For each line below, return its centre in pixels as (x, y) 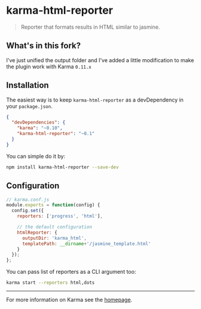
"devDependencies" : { (39, 123)
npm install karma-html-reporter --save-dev (63, 167)
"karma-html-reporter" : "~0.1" (56, 134)
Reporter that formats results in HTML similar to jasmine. (90, 27)
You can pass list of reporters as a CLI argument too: (71, 272)
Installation (28, 85)
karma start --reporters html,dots (51, 283)
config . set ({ (28, 211)
